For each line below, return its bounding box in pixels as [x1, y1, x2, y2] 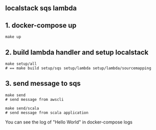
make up [5, 35, 22, 40]
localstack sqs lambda [5, 4, 77, 13]
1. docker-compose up [5, 21, 77, 30]
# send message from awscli [5, 97, 64, 102]
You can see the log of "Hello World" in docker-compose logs [5, 119, 133, 125]
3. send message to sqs [5, 79, 81, 88]
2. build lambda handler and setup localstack [5, 48, 149, 57]
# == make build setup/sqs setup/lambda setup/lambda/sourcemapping [5, 66, 151, 71]
